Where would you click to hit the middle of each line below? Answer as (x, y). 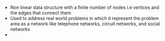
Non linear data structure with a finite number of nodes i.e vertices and (85, 7)
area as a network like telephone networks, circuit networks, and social (85, 24)
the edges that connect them (41, 13)
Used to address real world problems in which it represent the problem (85, 18)
